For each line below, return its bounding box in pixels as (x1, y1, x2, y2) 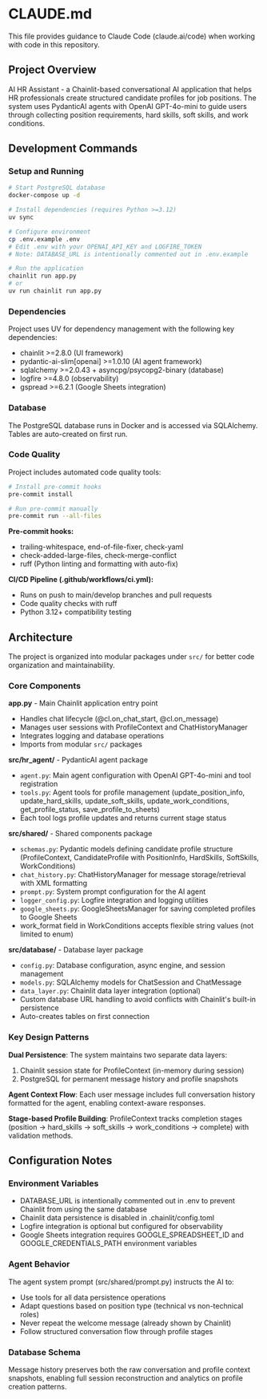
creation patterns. (8, 1382, 67, 1392)
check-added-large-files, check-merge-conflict (19, 551, 177, 560)
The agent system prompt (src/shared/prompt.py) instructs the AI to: (8, 1276, 234, 1287)
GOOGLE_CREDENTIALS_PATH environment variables (19, 1239, 197, 1248)
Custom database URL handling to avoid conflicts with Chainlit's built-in (19, 995, 257, 1005)
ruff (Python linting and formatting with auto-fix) (19, 559, 178, 569)
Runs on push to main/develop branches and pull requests (19, 590, 213, 600)
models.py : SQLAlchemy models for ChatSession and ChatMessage (19, 977, 242, 987)
